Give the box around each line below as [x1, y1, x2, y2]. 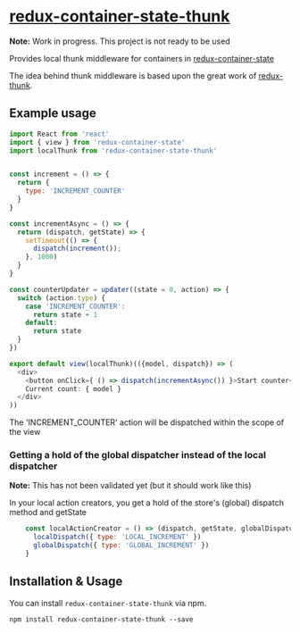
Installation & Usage [9, 574, 123, 589]
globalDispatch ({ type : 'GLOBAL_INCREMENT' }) [32, 541, 210, 550]
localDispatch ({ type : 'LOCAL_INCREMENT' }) [32, 533, 202, 542]
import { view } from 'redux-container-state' [9, 137, 186, 146]
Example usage [9, 105, 96, 121]
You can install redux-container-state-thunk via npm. [9, 597, 207, 608]
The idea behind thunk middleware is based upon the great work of [9, 70, 257, 81]
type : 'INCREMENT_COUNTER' [25, 187, 126, 196]
